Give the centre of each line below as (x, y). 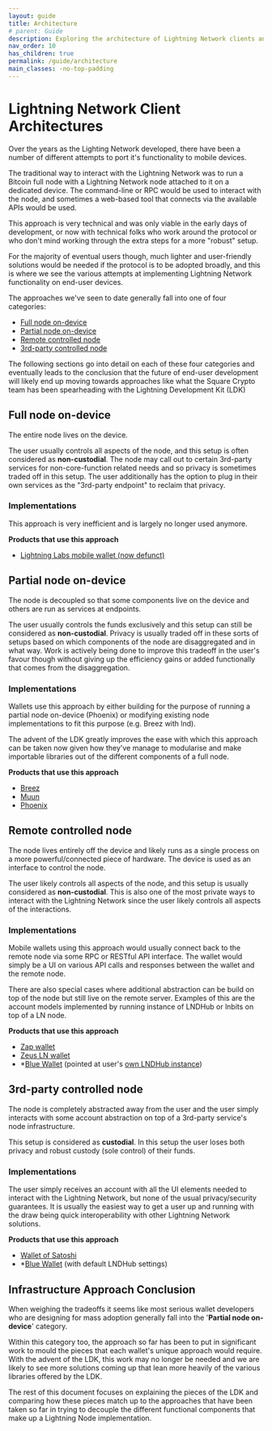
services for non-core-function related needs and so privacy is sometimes (132, 468)
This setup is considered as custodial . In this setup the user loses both (127, 1142)
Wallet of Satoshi (48, 1256)
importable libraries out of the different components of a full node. (119, 756)
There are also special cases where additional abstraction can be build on (132, 989)
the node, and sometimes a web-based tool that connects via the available (133, 199)
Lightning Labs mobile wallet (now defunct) (92, 555)
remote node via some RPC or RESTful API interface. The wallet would (125, 957)
